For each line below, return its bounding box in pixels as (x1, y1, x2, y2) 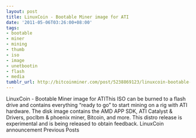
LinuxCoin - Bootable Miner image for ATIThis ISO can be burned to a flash (6, 95, 186, 102)
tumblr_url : (6, 80, 35, 85)
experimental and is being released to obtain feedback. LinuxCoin (6, 120, 164, 127)
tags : (6, 25, 19, 31)
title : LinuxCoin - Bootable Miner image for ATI (6, 14, 129, 20)
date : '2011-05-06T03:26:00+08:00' (6, 19, 93, 25)
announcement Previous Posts (6, 126, 80, 133)
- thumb (6, 47, 25, 53)
